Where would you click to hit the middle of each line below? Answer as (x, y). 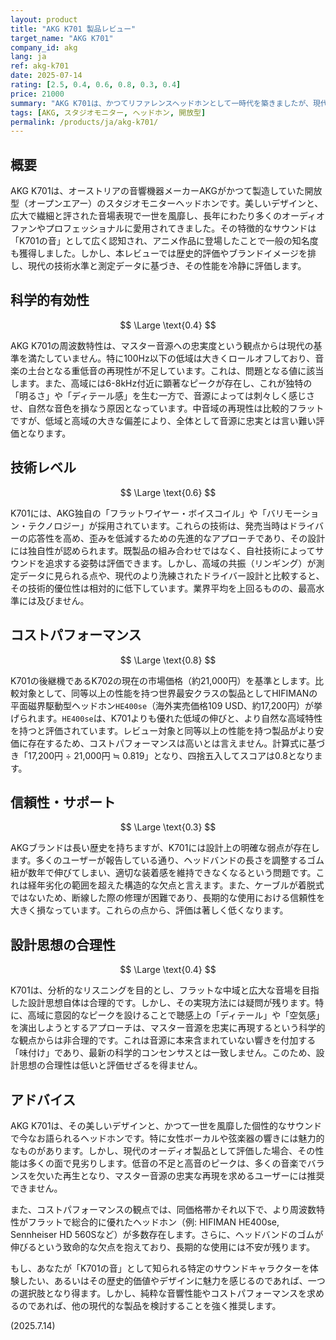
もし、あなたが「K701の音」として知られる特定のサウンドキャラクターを (160, 1268)
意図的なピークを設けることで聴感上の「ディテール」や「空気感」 (189, 1015)
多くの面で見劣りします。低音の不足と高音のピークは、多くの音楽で (167, 1163)
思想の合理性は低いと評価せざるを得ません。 (110, 1065)
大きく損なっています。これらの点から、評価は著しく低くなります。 (149, 910)
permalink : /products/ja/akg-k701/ (84, 122)
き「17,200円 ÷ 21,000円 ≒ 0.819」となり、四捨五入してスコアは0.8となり (162, 755)
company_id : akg (44, 47)
